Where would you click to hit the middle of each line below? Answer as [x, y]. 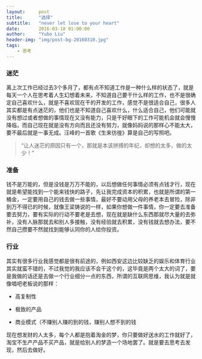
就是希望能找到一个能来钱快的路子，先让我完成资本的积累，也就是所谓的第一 [101, 192]
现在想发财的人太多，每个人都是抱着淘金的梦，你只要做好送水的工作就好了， [101, 334]
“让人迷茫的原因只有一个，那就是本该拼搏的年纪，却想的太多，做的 [104, 146]
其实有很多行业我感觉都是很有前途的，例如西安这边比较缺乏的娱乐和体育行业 [101, 261]
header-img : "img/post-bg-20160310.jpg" [58, 40]
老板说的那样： [40, 283]
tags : [13, 46]
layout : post [28, 12]
